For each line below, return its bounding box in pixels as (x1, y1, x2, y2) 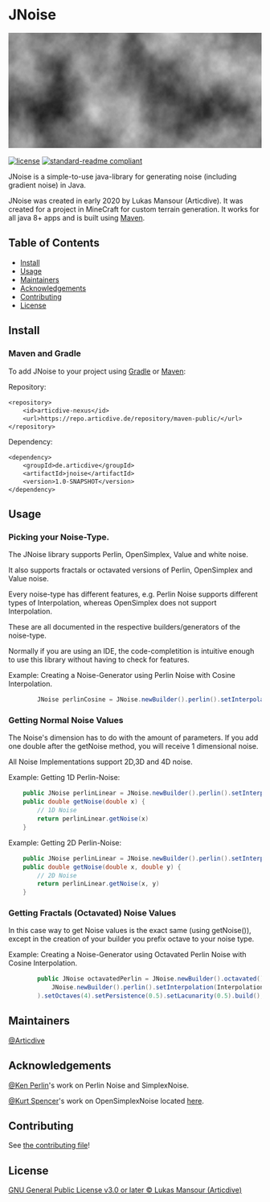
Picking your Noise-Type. (8, 531, 110, 543)
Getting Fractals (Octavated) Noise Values (8, 907, 177, 919)
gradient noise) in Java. (8, 180, 87, 190)
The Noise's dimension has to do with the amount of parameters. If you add (8, 733, 259, 742)
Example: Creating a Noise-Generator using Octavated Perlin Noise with (8, 950, 247, 960)
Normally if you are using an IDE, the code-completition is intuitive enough (8, 646, 255, 656)
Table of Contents (8, 236, 100, 250)
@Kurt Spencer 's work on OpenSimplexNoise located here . (8, 1096, 205, 1105)
